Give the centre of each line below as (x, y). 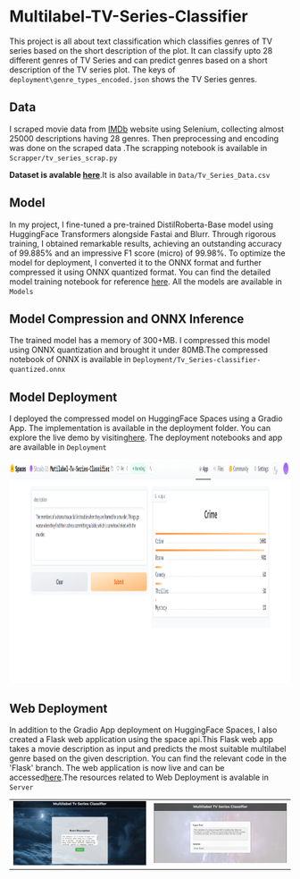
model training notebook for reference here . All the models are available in (146, 281)
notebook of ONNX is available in (70, 359)
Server (21, 788)
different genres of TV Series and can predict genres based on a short (138, 60)
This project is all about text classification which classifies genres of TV (141, 41)
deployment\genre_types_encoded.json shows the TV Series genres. (133, 79)
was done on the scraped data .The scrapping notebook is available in (138, 148)
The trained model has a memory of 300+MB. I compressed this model (140, 341)
